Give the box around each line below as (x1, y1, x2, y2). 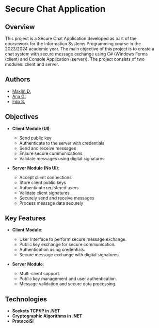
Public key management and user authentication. (19, 276, 117, 282)
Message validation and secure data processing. (19, 281, 116, 287)
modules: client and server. (5, 62, 60, 67)
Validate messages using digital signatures (19, 155, 105, 161)
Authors (5, 75, 31, 83)
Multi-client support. (19, 271, 61, 277)
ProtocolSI (12, 318, 34, 324)
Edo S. (12, 98, 26, 104)
